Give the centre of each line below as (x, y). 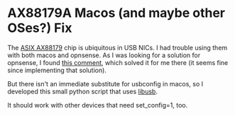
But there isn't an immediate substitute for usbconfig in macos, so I (105, 83)
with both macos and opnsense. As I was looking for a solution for (104, 55)
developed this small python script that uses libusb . (83, 91)
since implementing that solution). (57, 70)
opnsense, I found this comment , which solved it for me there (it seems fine (118, 62)
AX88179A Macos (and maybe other (116, 13)
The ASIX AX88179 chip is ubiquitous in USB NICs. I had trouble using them (117, 47)
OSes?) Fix (40, 28)
